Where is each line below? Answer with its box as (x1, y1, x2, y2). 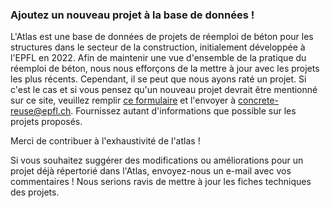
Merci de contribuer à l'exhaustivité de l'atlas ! (10, 135, 201, 147)
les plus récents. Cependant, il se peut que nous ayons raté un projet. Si (10, 73, 307, 85)
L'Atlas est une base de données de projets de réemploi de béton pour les (10, 31, 314, 43)
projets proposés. (10, 116, 83, 128)
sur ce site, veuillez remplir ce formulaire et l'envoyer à (10, 94, 237, 107)
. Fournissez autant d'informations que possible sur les (70, 105, 297, 117)
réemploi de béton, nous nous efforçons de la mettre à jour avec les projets (10, 63, 320, 75)
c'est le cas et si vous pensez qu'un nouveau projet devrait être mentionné (10, 84, 318, 96)
